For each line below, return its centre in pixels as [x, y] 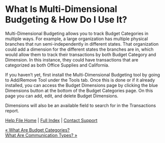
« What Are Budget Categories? [37, 130]
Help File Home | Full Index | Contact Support [51, 120]
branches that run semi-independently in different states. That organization [82, 44]
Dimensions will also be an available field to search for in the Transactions [81, 105]
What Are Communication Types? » [41, 135]
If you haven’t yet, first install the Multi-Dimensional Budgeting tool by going [82, 74]
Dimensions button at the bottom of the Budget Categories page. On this [79, 90]
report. [12, 111]
